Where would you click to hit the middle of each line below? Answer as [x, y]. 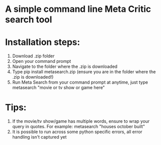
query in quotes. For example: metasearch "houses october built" [79, 127]
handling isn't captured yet [39, 137]
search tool [29, 20]
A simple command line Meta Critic [78, 9]
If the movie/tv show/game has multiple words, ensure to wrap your [81, 121]
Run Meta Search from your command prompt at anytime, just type [80, 82]
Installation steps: [43, 42]
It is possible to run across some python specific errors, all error [77, 132]
